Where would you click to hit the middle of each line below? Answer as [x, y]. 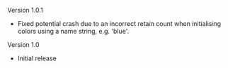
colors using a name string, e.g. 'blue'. [73, 31]
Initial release [37, 58]
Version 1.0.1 [25, 10]
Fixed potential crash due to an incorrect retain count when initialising [119, 23]
